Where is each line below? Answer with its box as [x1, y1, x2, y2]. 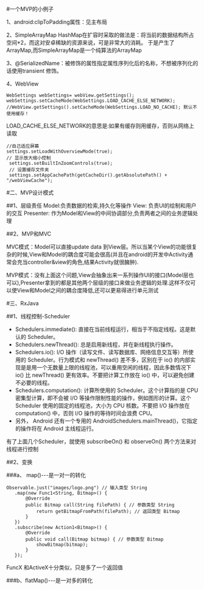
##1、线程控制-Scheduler [6, 313, 70, 319]
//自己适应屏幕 [6, 143, 40, 149]
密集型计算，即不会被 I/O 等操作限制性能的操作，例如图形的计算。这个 [15, 395, 192, 401]
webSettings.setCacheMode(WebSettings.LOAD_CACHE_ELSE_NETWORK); [6, 98, 175, 104]
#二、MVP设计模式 [6, 189, 54, 196]
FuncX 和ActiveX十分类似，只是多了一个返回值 [6, 564, 123, 571]
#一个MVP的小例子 [6, 5, 54, 12]
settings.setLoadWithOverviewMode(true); [6, 148, 113, 155]
